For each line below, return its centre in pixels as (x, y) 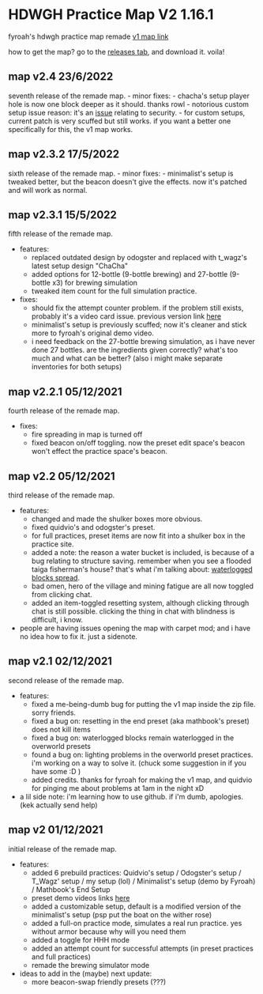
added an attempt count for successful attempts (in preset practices (143, 948)
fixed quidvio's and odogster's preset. (93, 527)
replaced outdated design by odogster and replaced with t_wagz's (139, 258)
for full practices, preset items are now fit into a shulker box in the (138, 536)
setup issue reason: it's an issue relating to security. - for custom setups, (127, 112)
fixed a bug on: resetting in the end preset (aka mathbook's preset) (141, 720)
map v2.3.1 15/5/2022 (62, 215)
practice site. (53, 544)
